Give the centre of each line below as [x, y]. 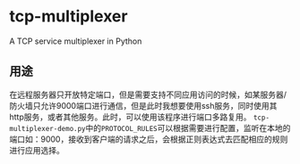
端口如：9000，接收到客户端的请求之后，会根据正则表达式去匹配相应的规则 [149, 139]
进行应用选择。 [37, 150]
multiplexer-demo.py [48, 128]
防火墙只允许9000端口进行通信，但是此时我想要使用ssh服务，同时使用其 [143, 105]
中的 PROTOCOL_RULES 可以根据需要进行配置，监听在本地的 [188, 127]
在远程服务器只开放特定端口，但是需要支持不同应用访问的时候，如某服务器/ [148, 94]
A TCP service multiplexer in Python [76, 41]
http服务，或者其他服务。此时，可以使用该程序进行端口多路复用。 [131, 117]
